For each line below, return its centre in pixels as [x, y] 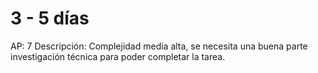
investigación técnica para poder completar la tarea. [118, 56]
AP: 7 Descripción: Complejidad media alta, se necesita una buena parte [159, 46]
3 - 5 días [50, 18]
